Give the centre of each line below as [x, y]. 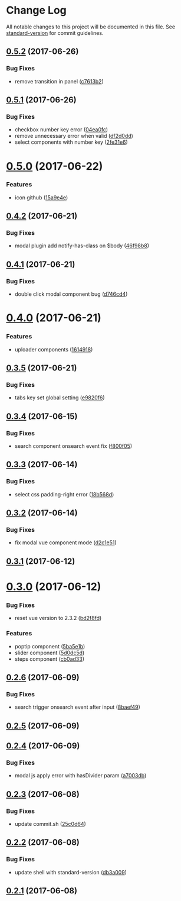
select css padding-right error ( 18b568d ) [64, 494]
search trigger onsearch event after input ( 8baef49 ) [77, 707]
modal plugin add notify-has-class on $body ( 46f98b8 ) [82, 246]
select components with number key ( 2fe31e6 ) [71, 142]
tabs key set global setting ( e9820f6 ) [60, 398]
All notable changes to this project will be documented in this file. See [91, 27]
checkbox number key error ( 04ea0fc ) [61, 130]
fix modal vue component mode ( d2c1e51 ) [65, 542]
